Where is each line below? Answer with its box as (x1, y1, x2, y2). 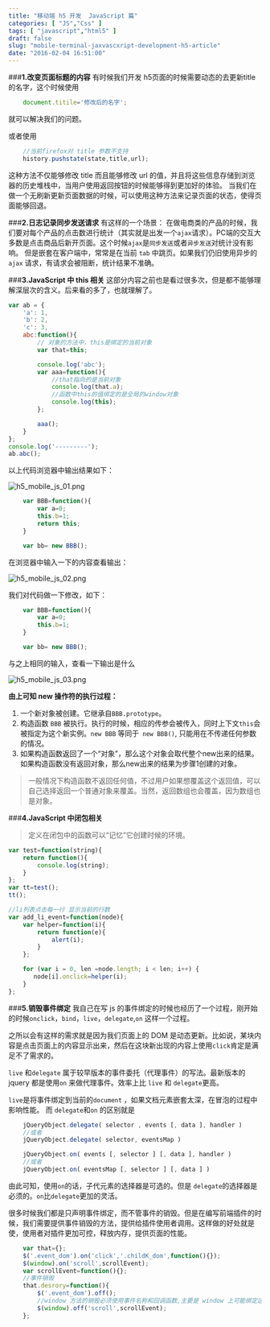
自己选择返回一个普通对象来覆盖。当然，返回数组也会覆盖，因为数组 (27, 786, 254, 796)
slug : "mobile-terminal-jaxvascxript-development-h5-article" (8, 42, 221, 50)
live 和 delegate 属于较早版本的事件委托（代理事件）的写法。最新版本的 (8, 1068, 246, 1077)
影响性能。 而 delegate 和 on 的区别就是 (8, 1105, 135, 1114)
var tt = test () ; (8, 883, 59, 892)
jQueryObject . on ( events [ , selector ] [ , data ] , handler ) (22, 1151, 231, 1159)
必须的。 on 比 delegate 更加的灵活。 (8, 1191, 122, 1201)
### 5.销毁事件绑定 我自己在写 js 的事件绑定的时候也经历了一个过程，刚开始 (8, 1003, 259, 1013)
